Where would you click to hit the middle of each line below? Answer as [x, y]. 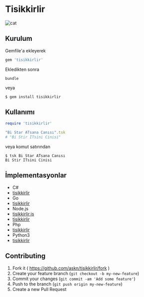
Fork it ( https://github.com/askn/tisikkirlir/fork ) [61, 268]
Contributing [25, 256]
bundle [12, 78]
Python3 [21, 235]
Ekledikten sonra [22, 69]
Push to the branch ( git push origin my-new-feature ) [67, 284]
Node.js [20, 208]
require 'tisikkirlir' [29, 124]
